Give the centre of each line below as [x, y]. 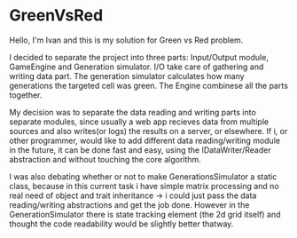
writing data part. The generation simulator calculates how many [127, 75]
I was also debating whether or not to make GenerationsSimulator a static [143, 176]
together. [26, 95]
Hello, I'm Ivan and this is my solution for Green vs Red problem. [126, 40]
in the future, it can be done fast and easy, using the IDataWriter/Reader [141, 150]
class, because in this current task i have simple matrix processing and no [144, 186]
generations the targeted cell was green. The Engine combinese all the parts [148, 85]
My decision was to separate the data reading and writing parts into [133, 112]
